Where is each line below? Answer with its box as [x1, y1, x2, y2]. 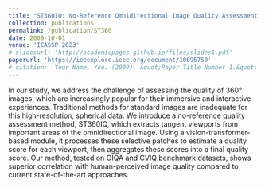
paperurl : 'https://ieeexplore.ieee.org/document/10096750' [8, 56, 212, 64]
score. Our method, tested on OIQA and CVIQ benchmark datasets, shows [8, 153, 251, 162]
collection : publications [8, 19, 94, 27]
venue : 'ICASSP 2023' [8, 41, 80, 49]
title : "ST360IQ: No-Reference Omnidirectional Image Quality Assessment [8, 11, 259, 20]
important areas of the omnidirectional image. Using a [8, 127, 185, 137]
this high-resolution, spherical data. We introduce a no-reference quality [8, 111, 245, 120]
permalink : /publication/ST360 [8, 26, 112, 34]
